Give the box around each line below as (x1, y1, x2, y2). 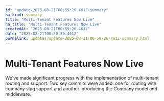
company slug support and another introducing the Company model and (5, 85, 157, 92)
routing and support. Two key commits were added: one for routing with (5, 80, 157, 86)
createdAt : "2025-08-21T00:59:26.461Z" (5, 27, 90, 32)
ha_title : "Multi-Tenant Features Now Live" (5, 21, 102, 27)
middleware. (5, 91, 32, 97)
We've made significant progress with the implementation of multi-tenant (5, 74, 159, 81)
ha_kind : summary (5, 12, 42, 17)
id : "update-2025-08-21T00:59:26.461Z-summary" (5, 7, 109, 13)
